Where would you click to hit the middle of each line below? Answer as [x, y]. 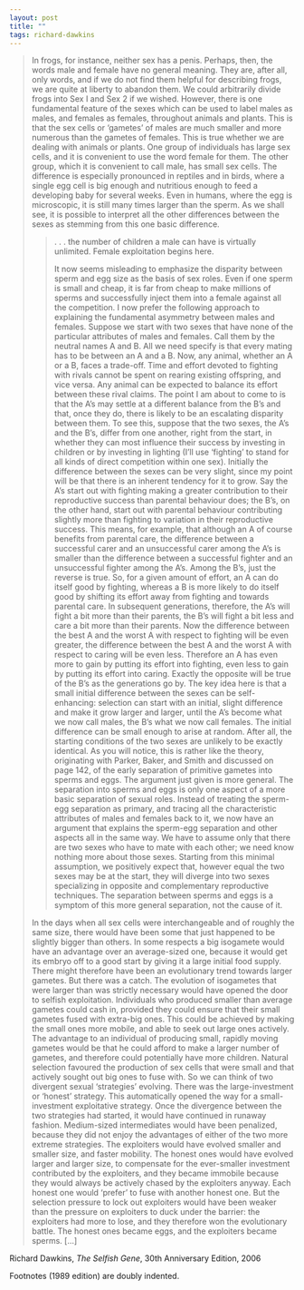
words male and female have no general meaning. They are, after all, [159, 70]
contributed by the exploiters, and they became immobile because [155, 1173]
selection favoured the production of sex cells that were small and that [162, 1068]
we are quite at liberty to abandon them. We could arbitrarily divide [156, 89]
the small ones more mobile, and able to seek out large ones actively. [160, 1029]
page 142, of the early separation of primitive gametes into [163, 770]
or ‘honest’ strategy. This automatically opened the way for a [145, 1096]
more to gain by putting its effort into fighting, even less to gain [171, 664]
